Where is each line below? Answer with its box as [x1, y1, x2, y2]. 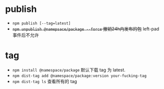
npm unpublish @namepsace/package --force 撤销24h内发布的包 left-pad [12, 26, 160, 32]
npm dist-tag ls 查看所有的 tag [12, 78, 77, 84]
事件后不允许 [12, 32, 39, 38]
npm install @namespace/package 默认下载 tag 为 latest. [12, 67, 126, 73]
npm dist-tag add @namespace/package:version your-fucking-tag [12, 73, 147, 78]
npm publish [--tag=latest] [12, 21, 71, 26]
